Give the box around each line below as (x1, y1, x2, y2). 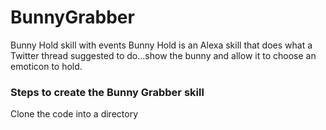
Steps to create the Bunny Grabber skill (10, 85, 205, 99)
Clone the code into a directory (10, 108, 138, 120)
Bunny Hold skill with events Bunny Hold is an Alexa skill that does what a (10, 39, 313, 51)
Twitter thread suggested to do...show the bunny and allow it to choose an (10, 49, 317, 61)
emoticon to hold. (10, 60, 83, 72)
